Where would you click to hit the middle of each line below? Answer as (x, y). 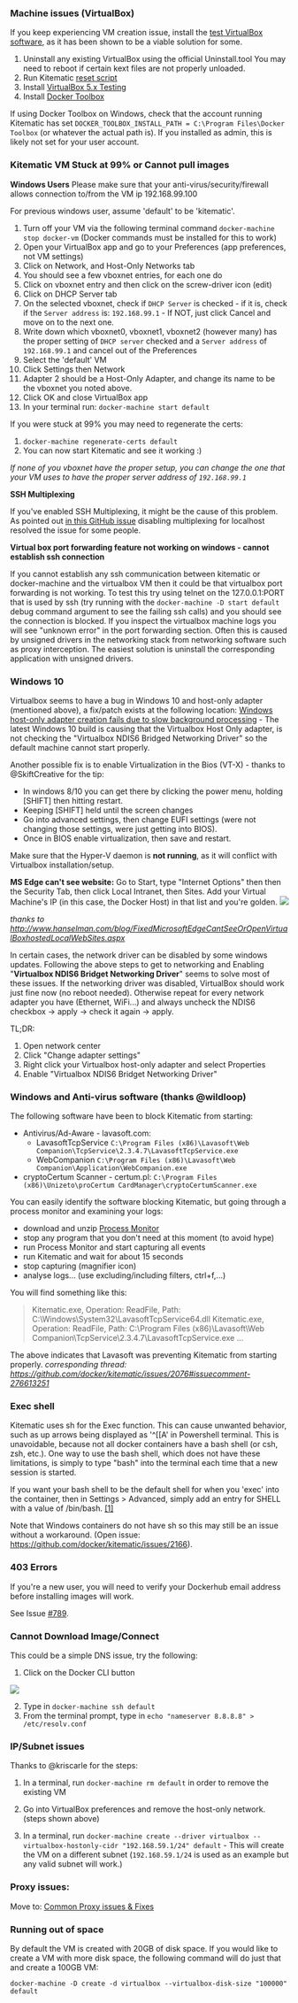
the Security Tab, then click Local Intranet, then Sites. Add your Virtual (138, 891)
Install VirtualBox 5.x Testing (74, 88)
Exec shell (33, 1406)
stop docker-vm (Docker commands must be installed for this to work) (150, 237)
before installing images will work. (72, 1596)
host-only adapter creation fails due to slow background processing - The (145, 719)
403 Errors (34, 1568)
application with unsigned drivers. (72, 659)
